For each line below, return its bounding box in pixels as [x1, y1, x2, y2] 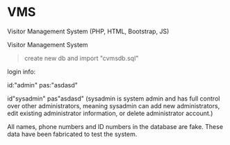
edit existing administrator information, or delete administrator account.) [7, 109, 213, 117]
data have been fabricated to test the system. [7, 130, 138, 138]
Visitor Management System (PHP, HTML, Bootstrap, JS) [7, 27, 170, 35]
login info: [7, 67, 36, 76]
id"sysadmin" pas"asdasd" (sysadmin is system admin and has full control [7, 94, 220, 103]
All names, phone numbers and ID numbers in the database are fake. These [7, 122, 224, 130]
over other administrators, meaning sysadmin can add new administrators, [7, 101, 220, 110]
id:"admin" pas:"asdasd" [7, 80, 79, 89]
